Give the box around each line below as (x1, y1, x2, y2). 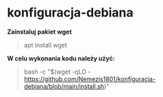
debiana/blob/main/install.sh (23, 82, 105, 90)
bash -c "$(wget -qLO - (23, 67, 91, 76)
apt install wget (23, 41, 67, 49)
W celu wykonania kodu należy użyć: (7, 54, 115, 63)
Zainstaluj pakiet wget (7, 28, 72, 36)
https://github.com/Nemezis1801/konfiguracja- (23, 74, 156, 83)
